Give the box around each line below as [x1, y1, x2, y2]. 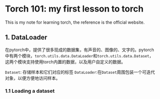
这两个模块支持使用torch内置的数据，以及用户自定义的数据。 [5, 59, 126, 65]
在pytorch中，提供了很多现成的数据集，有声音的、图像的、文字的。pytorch [5, 47, 155, 53]
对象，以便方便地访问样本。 [5, 75, 60, 81]
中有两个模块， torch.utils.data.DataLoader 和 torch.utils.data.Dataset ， [5, 53, 154, 58]
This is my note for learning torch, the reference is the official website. [5, 19, 145, 25]
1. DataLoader [5, 33, 47, 42]
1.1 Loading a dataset [5, 87, 55, 94]
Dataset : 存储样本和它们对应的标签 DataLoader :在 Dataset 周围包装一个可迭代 [5, 69, 155, 75]
